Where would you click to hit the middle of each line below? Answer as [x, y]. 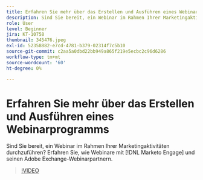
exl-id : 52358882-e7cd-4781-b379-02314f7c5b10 [66, 46]
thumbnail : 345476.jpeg [36, 40]
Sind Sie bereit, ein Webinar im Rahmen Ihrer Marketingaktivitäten [88, 146]
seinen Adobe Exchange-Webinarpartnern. [60, 159]
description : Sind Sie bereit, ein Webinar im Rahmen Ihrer [84, 18]
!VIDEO [30, 171]
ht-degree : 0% [24, 68]
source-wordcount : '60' [36, 62]
